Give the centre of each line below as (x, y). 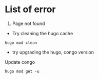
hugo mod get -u (22, 71)
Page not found (28, 23)
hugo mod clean (21, 43)
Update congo (20, 62)
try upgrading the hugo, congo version (53, 52)
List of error (30, 9)
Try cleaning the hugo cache (43, 33)
